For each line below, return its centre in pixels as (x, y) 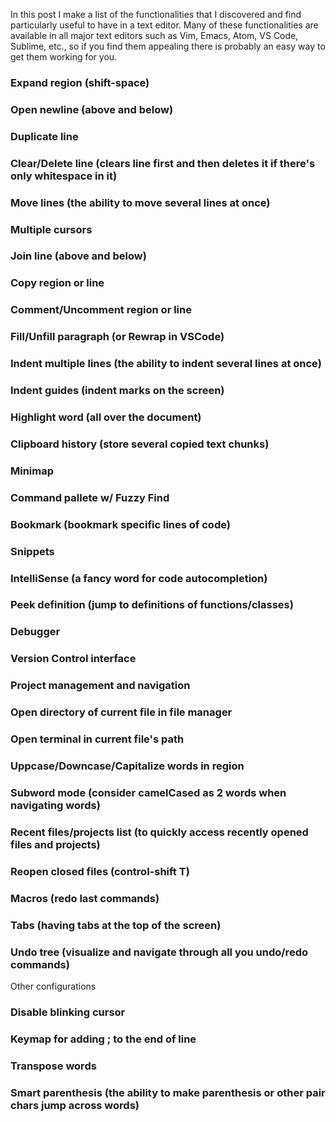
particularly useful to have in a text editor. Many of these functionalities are (164, 25)
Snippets (32, 551)
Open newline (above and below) (92, 109)
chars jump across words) (75, 1105)
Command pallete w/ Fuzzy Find (90, 497)
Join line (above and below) (78, 256)
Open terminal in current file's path (97, 739)
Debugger (35, 632)
